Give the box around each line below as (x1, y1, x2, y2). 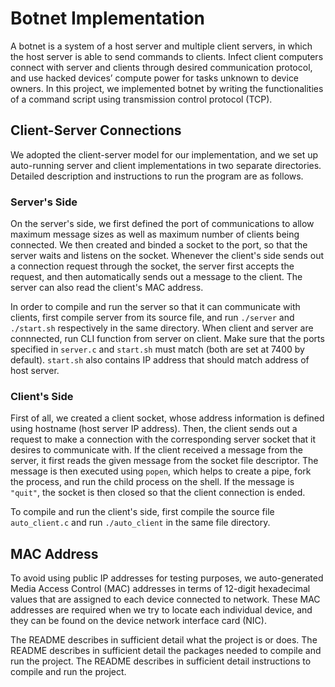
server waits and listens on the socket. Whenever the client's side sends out (10, 250, 324, 262)
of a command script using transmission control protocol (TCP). (10, 93, 273, 105)
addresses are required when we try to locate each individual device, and (10, 604, 313, 616)
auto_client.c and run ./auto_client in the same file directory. (10, 517, 271, 529)
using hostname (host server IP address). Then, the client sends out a (10, 423, 298, 435)
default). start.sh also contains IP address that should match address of (10, 354, 310, 366)
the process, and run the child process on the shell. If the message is (10, 476, 295, 488)
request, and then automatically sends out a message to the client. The (10, 271, 303, 283)
